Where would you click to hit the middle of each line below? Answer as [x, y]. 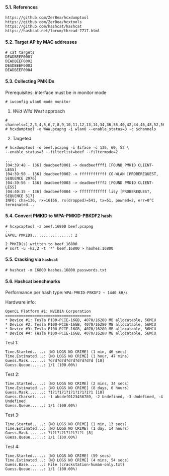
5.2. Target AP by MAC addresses [41, 42]
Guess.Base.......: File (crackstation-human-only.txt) [65, 465]
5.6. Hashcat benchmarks [33, 281]
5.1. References [22, 7]
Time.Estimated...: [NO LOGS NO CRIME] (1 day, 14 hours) [67, 429]
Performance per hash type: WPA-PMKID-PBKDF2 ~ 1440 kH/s [67, 293]
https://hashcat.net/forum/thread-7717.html [53, 31]
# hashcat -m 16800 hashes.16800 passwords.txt [56, 270]
